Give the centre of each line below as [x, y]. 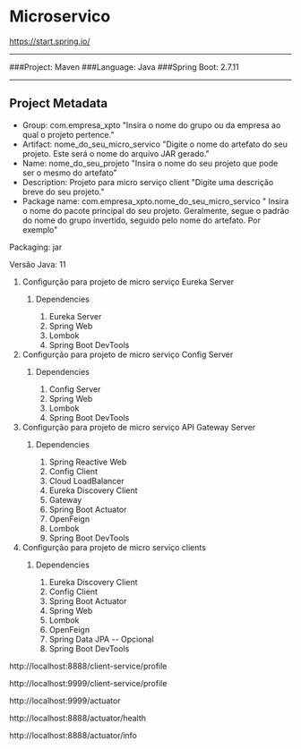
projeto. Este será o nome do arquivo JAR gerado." [116, 153]
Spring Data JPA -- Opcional [101, 639]
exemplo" [40, 229]
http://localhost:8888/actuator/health [77, 718]
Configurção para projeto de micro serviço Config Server [128, 354]
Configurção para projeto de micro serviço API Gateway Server [139, 427]
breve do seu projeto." [63, 192]
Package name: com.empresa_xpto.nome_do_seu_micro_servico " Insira [155, 201]
